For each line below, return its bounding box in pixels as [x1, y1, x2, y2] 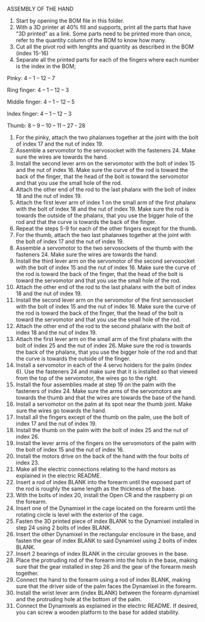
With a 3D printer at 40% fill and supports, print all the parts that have [15, 24, 192, 31]
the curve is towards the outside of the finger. [15, 355, 131, 362]
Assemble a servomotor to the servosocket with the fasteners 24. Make [15, 147, 196, 154]
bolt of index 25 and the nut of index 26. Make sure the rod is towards [15, 342, 192, 349]
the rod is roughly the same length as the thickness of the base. [15, 485, 176, 492]
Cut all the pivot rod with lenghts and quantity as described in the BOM [15, 43, 194, 50]
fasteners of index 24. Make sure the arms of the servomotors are [15, 388, 182, 394]
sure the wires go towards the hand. [15, 407, 107, 414]
